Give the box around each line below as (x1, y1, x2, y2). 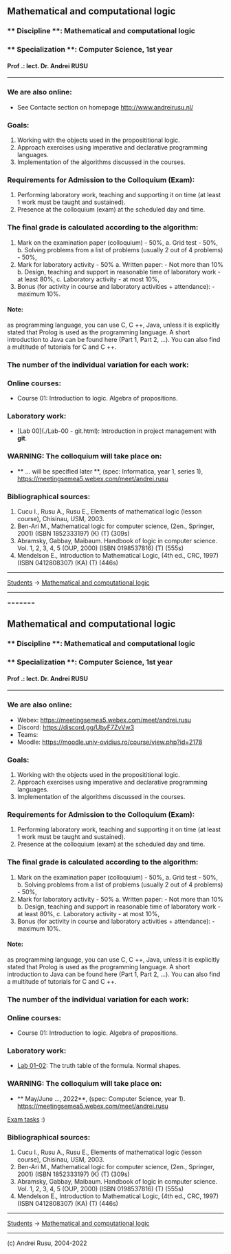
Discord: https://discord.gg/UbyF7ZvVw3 (16, 723, 135, 731)
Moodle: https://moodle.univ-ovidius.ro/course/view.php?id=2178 (16, 738, 203, 746)
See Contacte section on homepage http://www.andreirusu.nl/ (16, 103, 194, 111)
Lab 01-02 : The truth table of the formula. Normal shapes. (16, 1062, 181, 1070)
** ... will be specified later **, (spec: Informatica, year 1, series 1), (16, 467, 203, 475)
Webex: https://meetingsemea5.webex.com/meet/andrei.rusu (16, 716, 191, 724)
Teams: (16, 730, 38, 738)
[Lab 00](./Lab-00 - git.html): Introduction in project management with (16, 427, 217, 435)
